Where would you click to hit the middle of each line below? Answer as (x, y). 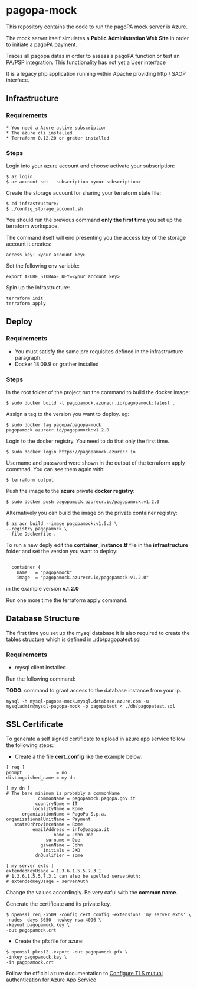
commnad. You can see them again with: (55, 469)
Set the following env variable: (43, 265)
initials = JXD (62, 850)
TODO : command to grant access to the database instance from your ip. (94, 691)
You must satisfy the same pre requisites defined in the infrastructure (99, 351)
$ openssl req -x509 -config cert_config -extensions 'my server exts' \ (99, 914)
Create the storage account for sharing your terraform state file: (83, 192)
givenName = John (62, 845)
